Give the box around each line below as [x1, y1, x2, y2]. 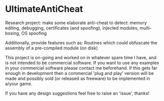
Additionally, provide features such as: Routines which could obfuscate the [5, 39, 158, 45]
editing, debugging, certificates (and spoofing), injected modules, [5, 25, 139, 31]
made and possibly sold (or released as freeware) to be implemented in [5, 75, 151, 81]
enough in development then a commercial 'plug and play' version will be [5, 70, 154, 76]
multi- [139, 25, 152, 31]
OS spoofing [21, 30, 47, 36]
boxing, [5, 30, 21, 36]
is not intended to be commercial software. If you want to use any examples [5, 60, 160, 66]
